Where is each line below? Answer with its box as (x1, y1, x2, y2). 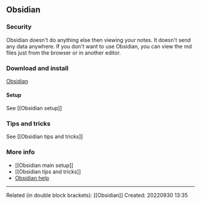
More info (6, 148, 35, 156)
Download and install (6, 64, 69, 72)
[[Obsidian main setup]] (14, 162, 74, 169)
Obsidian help (14, 174, 50, 181)
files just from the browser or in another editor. (6, 49, 121, 56)
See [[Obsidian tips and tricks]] (6, 133, 83, 140)
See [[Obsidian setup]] (6, 105, 62, 112)
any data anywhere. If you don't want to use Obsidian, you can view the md (6, 42, 193, 50)
